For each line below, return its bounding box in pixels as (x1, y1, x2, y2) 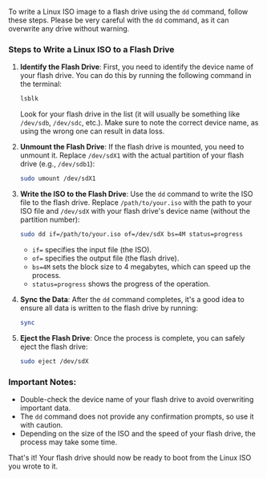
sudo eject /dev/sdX (19, 357, 89, 365)
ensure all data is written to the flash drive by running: (19, 303, 199, 313)
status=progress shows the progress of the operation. (31, 279, 211, 289)
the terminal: (19, 80, 63, 89)
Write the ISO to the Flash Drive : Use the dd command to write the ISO (19, 189, 254, 199)
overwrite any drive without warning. (8, 24, 130, 33)
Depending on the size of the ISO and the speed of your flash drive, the (19, 428, 257, 438)
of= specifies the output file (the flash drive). (31, 253, 180, 263)
